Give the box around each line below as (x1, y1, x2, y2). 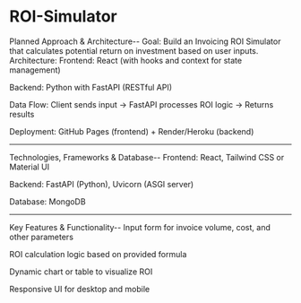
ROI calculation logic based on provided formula (9, 248, 187, 259)
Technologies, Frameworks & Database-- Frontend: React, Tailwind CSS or (9, 151, 285, 162)
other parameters (9, 231, 74, 242)
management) (9, 65, 61, 75)
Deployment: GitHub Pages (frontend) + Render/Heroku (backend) (9, 126, 254, 136)
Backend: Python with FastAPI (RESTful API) (9, 82, 173, 92)
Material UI (9, 161, 50, 172)
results (9, 108, 35, 119)
